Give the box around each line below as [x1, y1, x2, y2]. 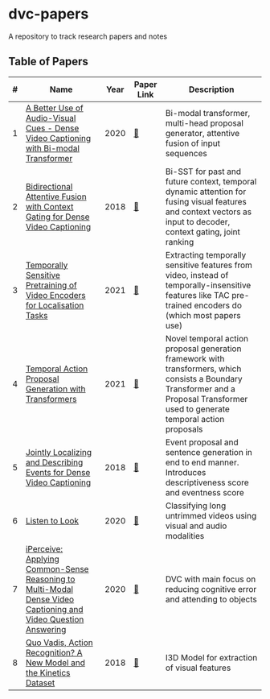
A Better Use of [25, 102, 84, 114]
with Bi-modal [25, 143, 80, 154]
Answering [25, 623, 67, 635]
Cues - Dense [25, 122, 80, 134]
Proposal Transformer [165, 393, 248, 404]
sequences [165, 147, 207, 159]
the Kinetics [25, 667, 71, 678]
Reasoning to [25, 573, 76, 585]
